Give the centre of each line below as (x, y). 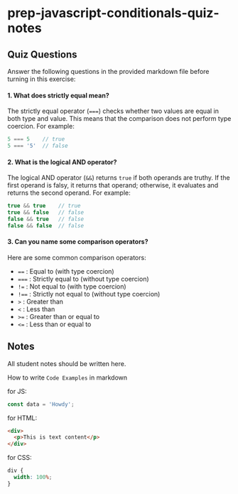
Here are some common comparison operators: (77, 257)
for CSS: (20, 458)
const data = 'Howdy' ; (41, 404)
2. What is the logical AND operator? (62, 162)
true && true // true (44, 206)
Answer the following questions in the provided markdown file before (108, 71)
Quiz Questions (42, 54)
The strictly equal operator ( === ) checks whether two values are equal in (113, 111)
